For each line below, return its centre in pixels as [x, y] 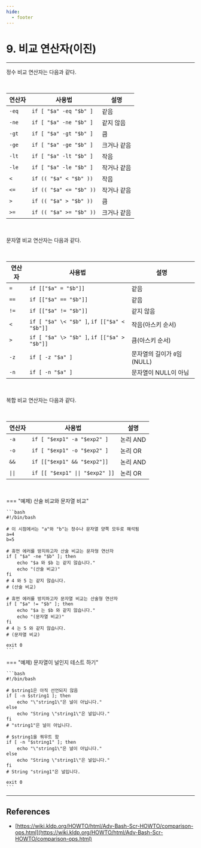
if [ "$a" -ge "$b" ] [63, 145]
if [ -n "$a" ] [51, 372]
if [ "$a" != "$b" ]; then [40, 604]
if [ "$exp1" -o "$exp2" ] [70, 451]
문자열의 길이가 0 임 [157, 354]
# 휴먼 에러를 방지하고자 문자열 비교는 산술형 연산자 [62, 599]
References [28, 812]
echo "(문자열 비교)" [41, 617]
